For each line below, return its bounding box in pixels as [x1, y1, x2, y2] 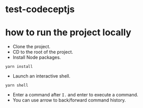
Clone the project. [12, 44, 51, 50]
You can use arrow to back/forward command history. [12, 97, 126, 103]
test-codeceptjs [5, 4, 75, 15]
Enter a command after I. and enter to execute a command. [12, 92, 138, 98]
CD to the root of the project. [12, 49, 73, 55]
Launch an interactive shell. [12, 73, 71, 79]
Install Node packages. [12, 54, 61, 60]
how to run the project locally [5, 27, 131, 39]
